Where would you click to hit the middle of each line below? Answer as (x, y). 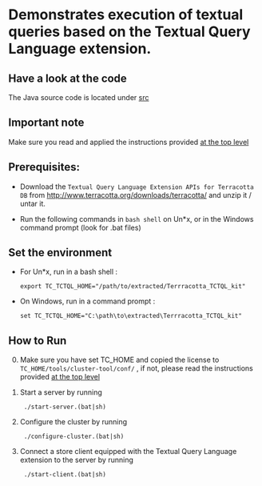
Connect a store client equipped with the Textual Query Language (128, 452)
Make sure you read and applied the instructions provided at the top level (129, 142)
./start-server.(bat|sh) (65, 407)
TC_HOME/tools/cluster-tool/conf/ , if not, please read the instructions (137, 368)
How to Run (38, 341)
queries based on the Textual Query (129, 32)
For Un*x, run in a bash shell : (69, 272)
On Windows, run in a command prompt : (87, 301)
